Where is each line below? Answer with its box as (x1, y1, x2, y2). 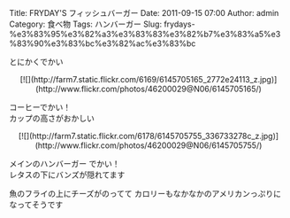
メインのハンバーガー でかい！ (9, 159, 120, 168)
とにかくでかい (9, 57, 64, 66)
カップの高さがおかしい (9, 113, 95, 123)
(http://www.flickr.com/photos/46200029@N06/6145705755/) (34, 140, 263, 151)
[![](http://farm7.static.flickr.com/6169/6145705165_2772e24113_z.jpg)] (19, 74, 278, 84)
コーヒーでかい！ (9, 102, 72, 113)
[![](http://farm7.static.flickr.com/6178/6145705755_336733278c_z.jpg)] (18, 131, 279, 141)
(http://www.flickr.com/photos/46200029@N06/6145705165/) (34, 83, 263, 94)
